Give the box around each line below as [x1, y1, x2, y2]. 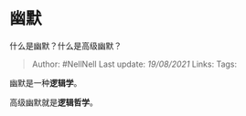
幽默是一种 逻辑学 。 [9, 77, 82, 88]
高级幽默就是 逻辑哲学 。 [9, 97, 98, 108]
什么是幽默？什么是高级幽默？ [9, 40, 122, 51]
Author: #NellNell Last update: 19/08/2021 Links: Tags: [31, 58, 238, 69]
